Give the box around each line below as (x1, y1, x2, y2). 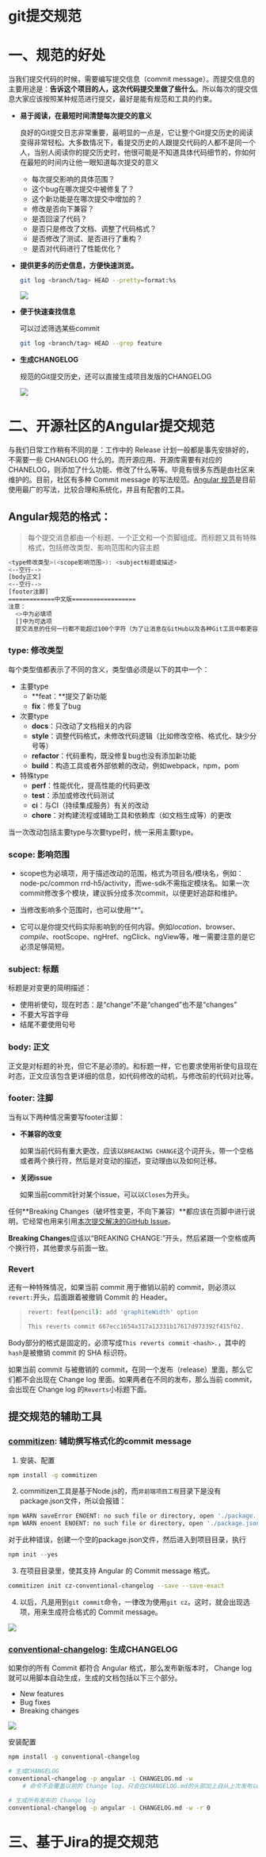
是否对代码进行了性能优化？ (31, 244, 123, 254)
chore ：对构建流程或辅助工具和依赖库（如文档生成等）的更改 (31, 810, 232, 819)
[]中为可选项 (15, 617, 53, 625)
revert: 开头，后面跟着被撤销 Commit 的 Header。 (8, 1292, 172, 1302)
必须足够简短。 (19, 942, 69, 951)
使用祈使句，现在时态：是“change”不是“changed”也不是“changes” (19, 1000, 237, 1010)
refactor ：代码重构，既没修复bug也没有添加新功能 (31, 750, 196, 760)
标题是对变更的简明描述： (8, 983, 92, 992)
